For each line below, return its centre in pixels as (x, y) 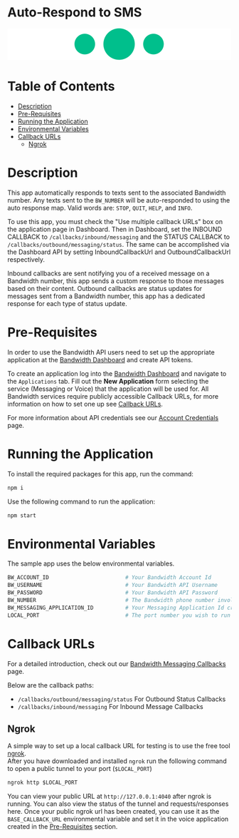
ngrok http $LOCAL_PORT (43, 783)
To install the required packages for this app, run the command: (101, 474)
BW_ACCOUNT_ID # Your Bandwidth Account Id (110, 578)
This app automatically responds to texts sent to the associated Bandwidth (117, 193)
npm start (22, 515)
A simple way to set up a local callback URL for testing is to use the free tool (119, 746)
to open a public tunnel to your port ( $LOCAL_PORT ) (80, 769)
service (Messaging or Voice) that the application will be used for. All (108, 389)
